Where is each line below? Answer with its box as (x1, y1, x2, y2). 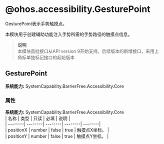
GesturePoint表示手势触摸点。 (5, 20, 67, 26)
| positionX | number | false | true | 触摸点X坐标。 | (5, 127, 109, 133)
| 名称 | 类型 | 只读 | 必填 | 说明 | (5, 115, 70, 121)
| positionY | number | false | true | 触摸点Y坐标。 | (5, 133, 109, 139)
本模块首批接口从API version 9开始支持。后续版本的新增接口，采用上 (17, 48, 159, 54)
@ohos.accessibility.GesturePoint (5, 3, 151, 15)
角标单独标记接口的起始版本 (17, 54, 75, 60)
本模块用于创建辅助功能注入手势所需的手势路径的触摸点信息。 (5, 31, 132, 37)
